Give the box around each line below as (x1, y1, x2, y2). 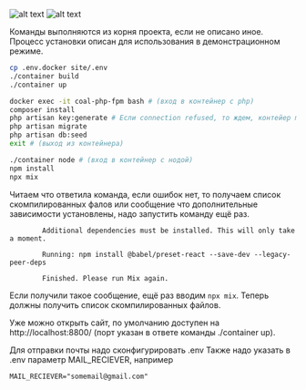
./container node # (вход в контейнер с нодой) (9, 155, 194, 164)
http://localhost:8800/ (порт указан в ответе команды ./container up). (9, 326, 276, 337)
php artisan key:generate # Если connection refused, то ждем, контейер (9, 114, 291, 123)
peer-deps (9, 258, 47, 267)
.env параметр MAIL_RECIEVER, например (9, 354, 174, 364)
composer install (9, 105, 76, 114)
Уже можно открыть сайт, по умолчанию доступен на (9, 317, 220, 328)
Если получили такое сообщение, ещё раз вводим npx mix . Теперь (9, 290, 270, 301)
